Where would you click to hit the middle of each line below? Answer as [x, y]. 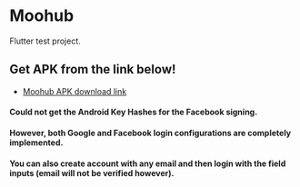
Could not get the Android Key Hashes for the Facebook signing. [134, 112]
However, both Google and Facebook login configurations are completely [150, 133]
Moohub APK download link [75, 91]
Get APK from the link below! [93, 69]
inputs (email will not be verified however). [92, 172]
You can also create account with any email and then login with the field [148, 163]
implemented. [36, 143]
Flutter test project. [45, 41]
